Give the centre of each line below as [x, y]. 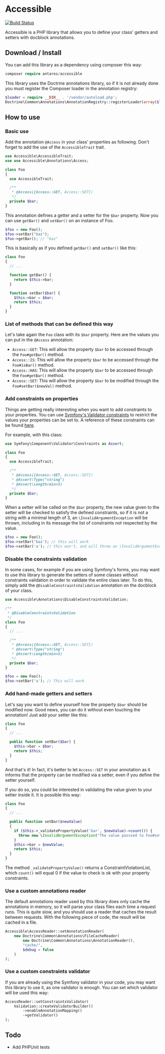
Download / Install [33, 53]
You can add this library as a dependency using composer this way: [74, 64]
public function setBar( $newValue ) [46, 822]
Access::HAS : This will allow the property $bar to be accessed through [82, 370]
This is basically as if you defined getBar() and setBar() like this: [71, 248]
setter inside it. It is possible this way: [43, 794]
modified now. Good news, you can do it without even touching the [73, 709]
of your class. [19, 590]
